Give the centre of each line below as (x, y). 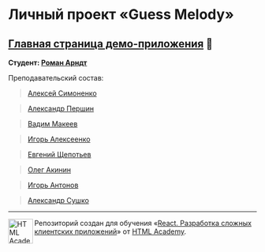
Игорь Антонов (53, 185)
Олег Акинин (49, 170)
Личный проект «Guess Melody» (121, 15)
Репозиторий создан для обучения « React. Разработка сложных (143, 223)
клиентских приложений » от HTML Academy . (110, 231)
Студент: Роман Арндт (48, 62)
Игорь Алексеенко (59, 139)
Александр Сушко (58, 200)
